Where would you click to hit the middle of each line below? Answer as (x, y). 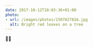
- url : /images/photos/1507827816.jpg (46, 19)
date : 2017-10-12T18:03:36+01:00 (41, 10)
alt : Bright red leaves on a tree (46, 24)
